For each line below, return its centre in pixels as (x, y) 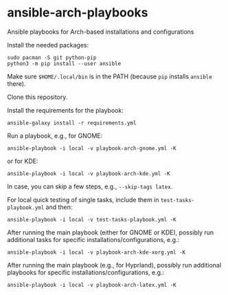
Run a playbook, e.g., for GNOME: (55, 135)
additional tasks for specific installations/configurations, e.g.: (93, 239)
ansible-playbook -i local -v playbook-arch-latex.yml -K (92, 285)
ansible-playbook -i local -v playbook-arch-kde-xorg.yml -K (96, 252)
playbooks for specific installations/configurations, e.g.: (86, 272)
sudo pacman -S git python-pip (52, 57)
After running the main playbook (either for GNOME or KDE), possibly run (111, 232)
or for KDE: (23, 161)
